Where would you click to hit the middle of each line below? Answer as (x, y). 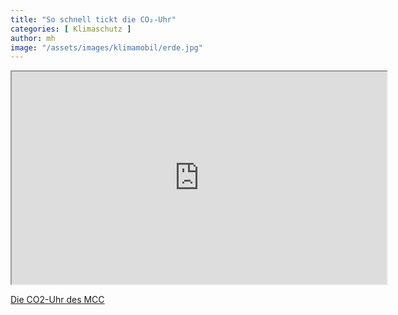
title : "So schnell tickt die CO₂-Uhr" (93, 19)
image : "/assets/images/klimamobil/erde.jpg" (106, 47)
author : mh (33, 38)
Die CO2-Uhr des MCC (57, 300)
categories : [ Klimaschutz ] (71, 29)
